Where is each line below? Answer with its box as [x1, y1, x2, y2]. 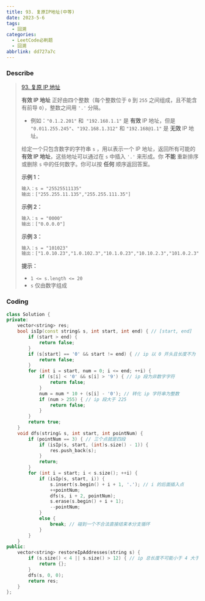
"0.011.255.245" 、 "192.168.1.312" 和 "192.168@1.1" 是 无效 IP [30, 124, 187, 132]
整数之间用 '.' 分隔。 [49, 104, 104, 112]
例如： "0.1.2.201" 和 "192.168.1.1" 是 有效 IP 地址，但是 [30, 117, 176, 124]
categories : [6, 32, 37, 38]
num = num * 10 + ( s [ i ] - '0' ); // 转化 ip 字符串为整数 [38, 390, 180, 397]
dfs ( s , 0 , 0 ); [28, 572, 64, 578]
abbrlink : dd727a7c [6, 49, 56, 55]
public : [6, 544, 26, 550]
